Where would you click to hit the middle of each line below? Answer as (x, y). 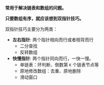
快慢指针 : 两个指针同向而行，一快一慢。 (53, 58)
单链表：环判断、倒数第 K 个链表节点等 (59, 65)
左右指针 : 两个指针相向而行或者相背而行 (53, 40)
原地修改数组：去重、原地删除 (50, 71)
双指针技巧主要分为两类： (31, 29)
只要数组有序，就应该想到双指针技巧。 (44, 18)
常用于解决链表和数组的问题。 (36, 8)
